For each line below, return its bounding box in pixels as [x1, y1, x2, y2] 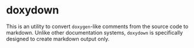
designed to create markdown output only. [6, 35, 109, 42]
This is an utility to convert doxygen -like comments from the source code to [6, 23, 189, 30]
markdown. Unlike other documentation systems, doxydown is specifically [6, 29, 183, 36]
